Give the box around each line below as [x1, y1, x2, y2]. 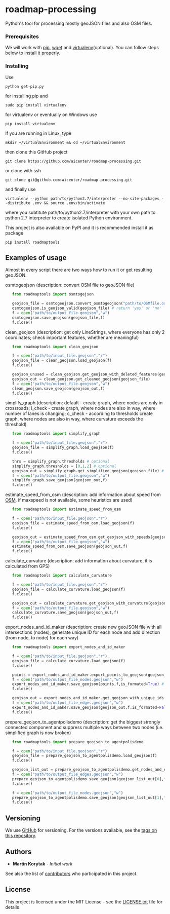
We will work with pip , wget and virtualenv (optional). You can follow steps [5, 45, 159, 51]
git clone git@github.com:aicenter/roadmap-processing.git [5, 177, 133, 182]
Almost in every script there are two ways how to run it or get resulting [5, 267, 152, 273]
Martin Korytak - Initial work [12, 860, 73, 867]
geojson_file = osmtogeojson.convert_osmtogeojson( [12, 301, 123, 306]
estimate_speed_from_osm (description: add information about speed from [5, 491, 161, 498]
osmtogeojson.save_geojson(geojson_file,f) [12, 315, 105, 320]
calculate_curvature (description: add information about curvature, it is [5, 558, 153, 564]
